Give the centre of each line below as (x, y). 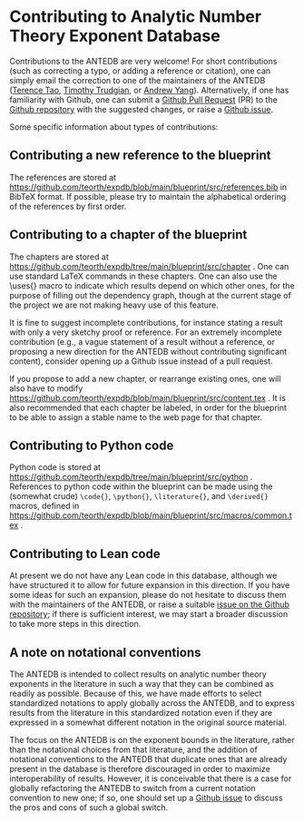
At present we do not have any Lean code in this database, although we (143, 576)
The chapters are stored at (59, 257)
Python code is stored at (55, 467)
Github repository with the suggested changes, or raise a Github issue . (142, 109)
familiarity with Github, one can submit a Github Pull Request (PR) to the (144, 99)
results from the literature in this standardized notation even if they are (141, 713)
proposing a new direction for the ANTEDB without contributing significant (148, 351)
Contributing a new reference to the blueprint (140, 156)
